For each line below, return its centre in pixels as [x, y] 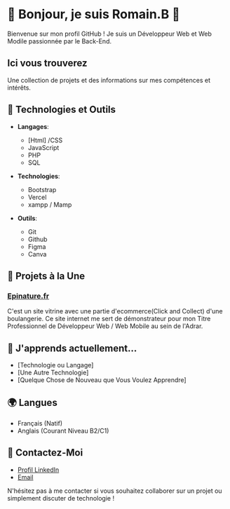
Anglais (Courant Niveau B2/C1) [63, 430]
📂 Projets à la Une [46, 276]
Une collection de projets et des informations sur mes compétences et [109, 80]
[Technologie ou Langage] [55, 365]
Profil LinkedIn [38, 470]
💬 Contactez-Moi [45, 453]
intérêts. [19, 88]
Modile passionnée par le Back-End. [60, 41]
